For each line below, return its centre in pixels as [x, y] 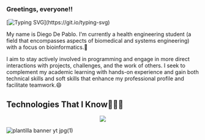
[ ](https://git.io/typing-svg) [58, 23]
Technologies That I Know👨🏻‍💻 [65, 104]
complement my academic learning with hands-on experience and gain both [102, 72]
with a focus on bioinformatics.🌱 [47, 47]
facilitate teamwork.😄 [34, 85]
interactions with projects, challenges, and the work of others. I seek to [96, 65]
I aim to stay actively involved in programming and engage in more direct [98, 59]
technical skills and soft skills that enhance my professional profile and [95, 79]
